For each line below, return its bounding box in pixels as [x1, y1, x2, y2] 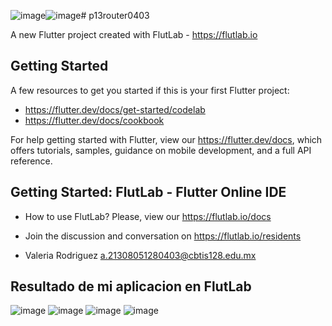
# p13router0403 [80, 10, 150, 21]
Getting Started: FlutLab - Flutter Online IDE [10, 184, 287, 201]
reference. [10, 155, 53, 167]
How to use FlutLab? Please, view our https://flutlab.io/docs [24, 210, 272, 222]
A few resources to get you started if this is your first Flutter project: [10, 84, 290, 96]
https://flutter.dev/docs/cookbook [24, 114, 165, 126]
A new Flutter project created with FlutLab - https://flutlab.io [10, 29, 258, 40]
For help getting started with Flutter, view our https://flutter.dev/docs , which [10, 133, 323, 145]
